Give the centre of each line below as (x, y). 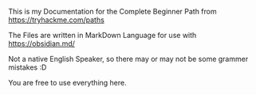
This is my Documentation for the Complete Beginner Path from (112, 11)
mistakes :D (28, 67)
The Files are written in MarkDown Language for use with (102, 35)
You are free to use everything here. (67, 83)
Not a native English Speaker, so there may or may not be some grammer (128, 59)
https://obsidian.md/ (42, 44)
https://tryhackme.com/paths (57, 20)
